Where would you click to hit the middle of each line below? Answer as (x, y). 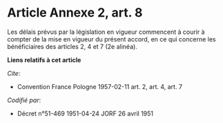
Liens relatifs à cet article (44, 59)
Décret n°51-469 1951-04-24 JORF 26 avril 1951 (85, 113)
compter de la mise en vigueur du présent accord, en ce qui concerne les (111, 39)
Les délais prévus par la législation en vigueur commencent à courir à (106, 32)
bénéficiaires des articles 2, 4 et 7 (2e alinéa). (72, 46)
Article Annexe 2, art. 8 (75, 13)
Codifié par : (24, 100)
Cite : (14, 73)
